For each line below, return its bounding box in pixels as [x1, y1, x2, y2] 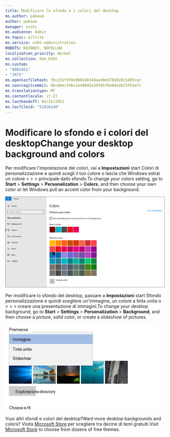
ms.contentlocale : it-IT [5, 94, 58, 99]
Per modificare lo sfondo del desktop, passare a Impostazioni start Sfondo [5, 292, 161, 298]
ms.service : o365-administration [5, 41, 76, 46]
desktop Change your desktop [5, 137, 133, 149]
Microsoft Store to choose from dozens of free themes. [5, 426, 120, 432]
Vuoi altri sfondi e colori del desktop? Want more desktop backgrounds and [5, 415, 161, 421]
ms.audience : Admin [5, 29, 47, 35]
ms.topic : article [5, 35, 44, 40]
